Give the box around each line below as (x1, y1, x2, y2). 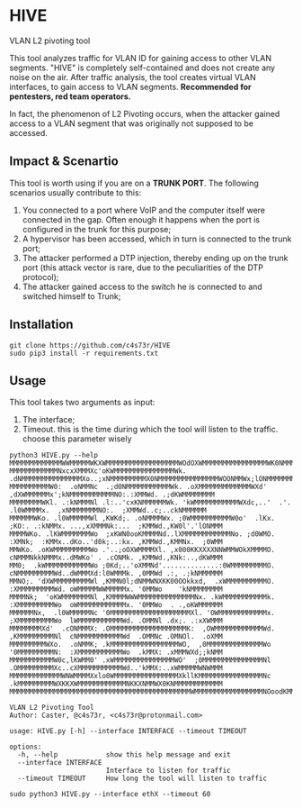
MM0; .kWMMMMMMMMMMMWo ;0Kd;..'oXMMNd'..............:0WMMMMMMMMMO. (9, 561, 276, 570)
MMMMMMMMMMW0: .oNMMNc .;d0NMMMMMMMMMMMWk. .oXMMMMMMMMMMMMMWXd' (9, 483, 268, 492)
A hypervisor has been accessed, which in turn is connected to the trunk (22, 233, 292, 244)
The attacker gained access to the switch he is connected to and (22, 281, 262, 292)
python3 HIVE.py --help (9, 451, 99, 460)
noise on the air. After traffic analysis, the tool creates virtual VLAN (9, 71, 256, 82)
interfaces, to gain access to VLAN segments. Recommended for (9, 81, 252, 92)
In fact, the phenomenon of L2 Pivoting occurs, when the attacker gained (9, 108, 280, 119)
